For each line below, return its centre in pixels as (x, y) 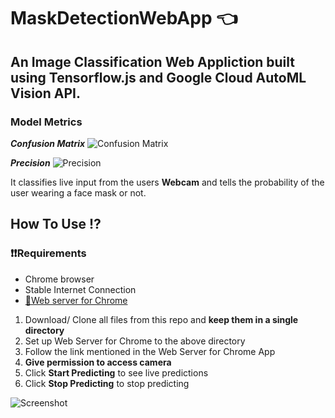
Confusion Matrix (48, 143)
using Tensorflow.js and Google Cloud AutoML (158, 77)
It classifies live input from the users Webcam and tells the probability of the (167, 182)
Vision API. (45, 93)
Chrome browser (59, 279)
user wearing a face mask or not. (78, 192)
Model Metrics (46, 122)
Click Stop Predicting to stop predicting (107, 383)
